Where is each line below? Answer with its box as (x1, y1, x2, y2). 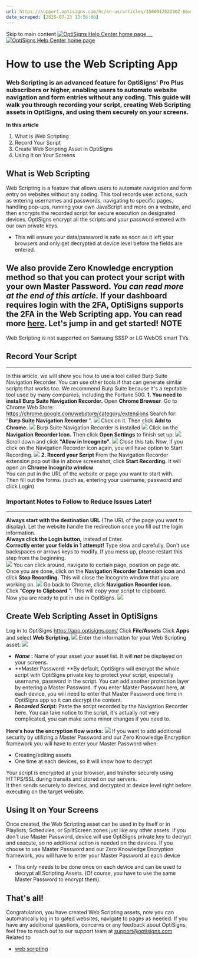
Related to (6, 934, 31, 941)
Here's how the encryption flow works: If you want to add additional (6, 727, 181, 734)
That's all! (6, 893, 44, 903)
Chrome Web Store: (6, 404, 54, 411)
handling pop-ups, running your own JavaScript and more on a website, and (6, 203, 192, 210)
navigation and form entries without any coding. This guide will (6, 93, 190, 101)
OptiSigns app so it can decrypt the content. (14, 696, 123, 703)
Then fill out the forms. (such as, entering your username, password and (6, 477, 182, 484)
